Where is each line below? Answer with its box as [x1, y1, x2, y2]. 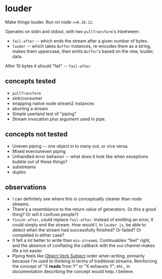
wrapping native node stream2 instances [12, 100, 95, 106]
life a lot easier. [12, 248, 43, 254]
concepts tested [5, 77, 56, 85]
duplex [12, 169, 26, 175]
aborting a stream [12, 105, 48, 111]
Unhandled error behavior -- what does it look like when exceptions [12, 153, 148, 159]
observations [5, 183, 46, 191]
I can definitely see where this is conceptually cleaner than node [12, 196, 142, 202]
